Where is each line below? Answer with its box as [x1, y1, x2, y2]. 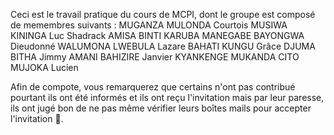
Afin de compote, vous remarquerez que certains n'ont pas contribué [10, 81, 296, 93]
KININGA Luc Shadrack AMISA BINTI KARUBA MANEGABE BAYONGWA [10, 30, 305, 41]
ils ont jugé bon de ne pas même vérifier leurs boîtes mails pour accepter [10, 102, 312, 114]
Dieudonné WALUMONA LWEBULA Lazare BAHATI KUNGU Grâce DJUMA [10, 40, 316, 52]
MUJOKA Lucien [10, 62, 79, 73]
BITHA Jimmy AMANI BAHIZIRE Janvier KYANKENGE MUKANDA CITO [10, 51, 300, 63]
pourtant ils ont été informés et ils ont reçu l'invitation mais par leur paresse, [10, 92, 325, 103]
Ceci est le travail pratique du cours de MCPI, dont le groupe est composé [10, 9, 316, 20]
